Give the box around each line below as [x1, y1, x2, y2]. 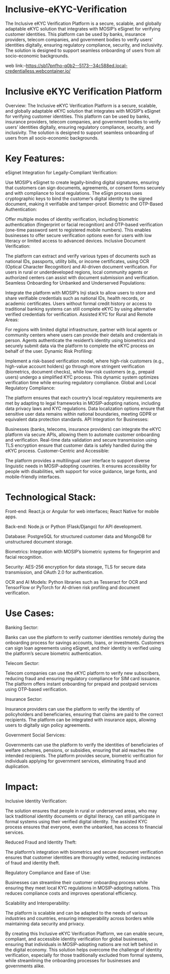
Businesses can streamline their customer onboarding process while [5, 879, 148, 885]
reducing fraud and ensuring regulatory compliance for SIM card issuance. [5, 675, 161, 681]
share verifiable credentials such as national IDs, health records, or [5, 295, 145, 301]
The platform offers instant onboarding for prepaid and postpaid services [5, 681, 158, 687]
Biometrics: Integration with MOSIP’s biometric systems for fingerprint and [5, 548, 160, 554]
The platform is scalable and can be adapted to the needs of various [5, 910, 148, 916]
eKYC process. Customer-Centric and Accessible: [5, 448, 110, 454]
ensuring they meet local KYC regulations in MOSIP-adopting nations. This [5, 885, 160, 891]
